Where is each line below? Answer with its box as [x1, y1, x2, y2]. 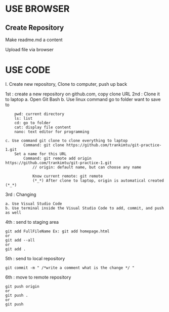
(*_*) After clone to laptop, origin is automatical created [32, 178, 164, 183]
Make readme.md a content [5, 37, 63, 43]
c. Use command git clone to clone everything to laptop [5, 138, 128, 143]
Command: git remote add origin [23, 156, 92, 161]
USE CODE [5, 64, 51, 76]
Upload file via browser [5, 47, 54, 52]
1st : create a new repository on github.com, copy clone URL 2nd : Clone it [5, 91, 160, 97]
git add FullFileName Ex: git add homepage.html [5, 229, 110, 234]
